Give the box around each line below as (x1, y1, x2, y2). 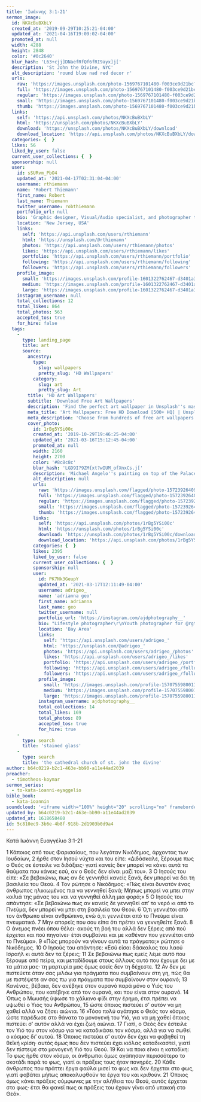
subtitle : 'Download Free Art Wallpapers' (28, 398, 135, 404)
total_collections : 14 (38, 704, 95, 710)
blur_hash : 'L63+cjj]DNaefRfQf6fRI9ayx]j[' (11, 59, 121, 65)
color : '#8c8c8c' (32, 459, 77, 465)
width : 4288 (11, 42, 42, 48)
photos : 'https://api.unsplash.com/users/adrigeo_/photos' (44, 649, 194, 654)
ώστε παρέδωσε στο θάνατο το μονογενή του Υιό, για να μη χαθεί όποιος (6, 1014, 190, 1021)
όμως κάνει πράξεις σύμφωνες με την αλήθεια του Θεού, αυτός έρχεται (6, 1077, 187, 1085)
